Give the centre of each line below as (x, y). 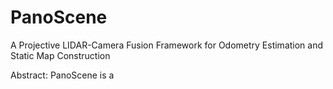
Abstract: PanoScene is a (62, 75)
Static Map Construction (60, 55)
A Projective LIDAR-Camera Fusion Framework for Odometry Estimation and (167, 45)
